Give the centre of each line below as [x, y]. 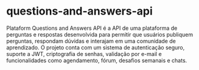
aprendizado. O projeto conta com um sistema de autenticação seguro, [96, 47]
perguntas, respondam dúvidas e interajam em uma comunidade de [91, 41]
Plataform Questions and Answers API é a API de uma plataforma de [92, 28]
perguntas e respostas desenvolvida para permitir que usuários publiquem [100, 34]
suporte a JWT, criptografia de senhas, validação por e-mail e [84, 54]
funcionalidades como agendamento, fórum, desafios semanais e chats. [97, 60]
